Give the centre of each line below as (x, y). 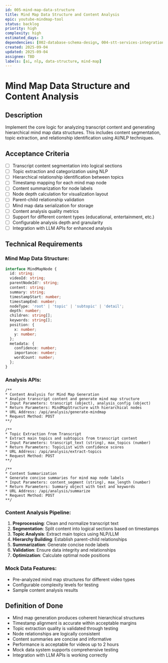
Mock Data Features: (31, 569)
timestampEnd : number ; (33, 302)
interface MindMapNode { (31, 269)
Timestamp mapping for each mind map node (59, 183)
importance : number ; (35, 353)
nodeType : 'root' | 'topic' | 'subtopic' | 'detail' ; (67, 306)
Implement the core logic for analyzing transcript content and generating (80, 127)
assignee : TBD (20, 56)
